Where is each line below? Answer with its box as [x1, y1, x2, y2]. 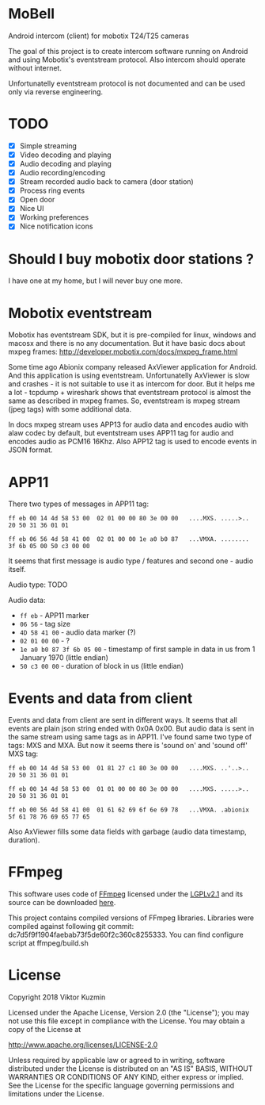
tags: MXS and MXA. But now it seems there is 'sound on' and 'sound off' [8, 741, 248, 750]
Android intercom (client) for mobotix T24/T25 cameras [8, 31, 190, 40]
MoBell [8, 5, 55, 23]
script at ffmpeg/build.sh [8, 938, 89, 948]
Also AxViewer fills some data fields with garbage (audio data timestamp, [8, 827, 247, 837]
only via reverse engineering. [8, 86, 104, 96]
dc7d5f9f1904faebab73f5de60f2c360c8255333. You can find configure [8, 930, 244, 940]
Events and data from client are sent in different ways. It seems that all [8, 716, 237, 725]
